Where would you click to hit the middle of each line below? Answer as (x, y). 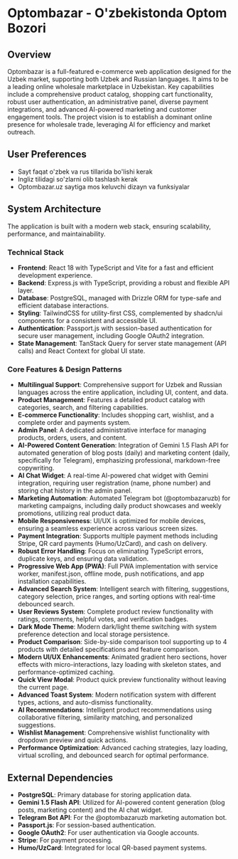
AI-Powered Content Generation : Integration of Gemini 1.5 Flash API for (123, 446)
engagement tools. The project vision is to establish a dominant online (110, 117)
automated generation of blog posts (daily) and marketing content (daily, (124, 453)
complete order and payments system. (74, 423)
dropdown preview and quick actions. (73, 740)
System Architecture (54, 209)
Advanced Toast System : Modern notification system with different (117, 695)
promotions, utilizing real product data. (74, 513)
